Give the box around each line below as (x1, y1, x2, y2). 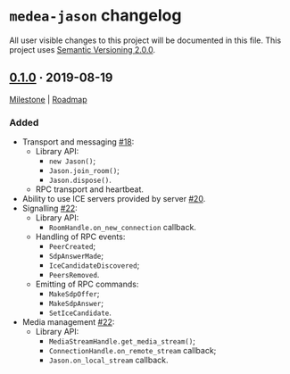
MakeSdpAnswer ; (48, 298, 104, 309)
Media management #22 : (21, 317, 115, 328)
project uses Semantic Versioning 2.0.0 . (9, 44, 156, 54)
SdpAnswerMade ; (48, 251, 104, 262)
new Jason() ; (48, 155, 96, 166)
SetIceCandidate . (48, 307, 112, 318)
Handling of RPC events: (35, 231, 126, 242)
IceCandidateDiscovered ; (48, 260, 140, 270)
